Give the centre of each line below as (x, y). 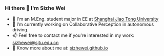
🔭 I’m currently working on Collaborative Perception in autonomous (83, 24)
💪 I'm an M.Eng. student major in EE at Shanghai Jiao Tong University (85, 19)
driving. (20, 30)
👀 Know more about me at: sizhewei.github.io (60, 48)
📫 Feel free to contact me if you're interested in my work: (73, 35)
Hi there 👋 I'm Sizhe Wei (35, 8)
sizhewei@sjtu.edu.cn (35, 43)
